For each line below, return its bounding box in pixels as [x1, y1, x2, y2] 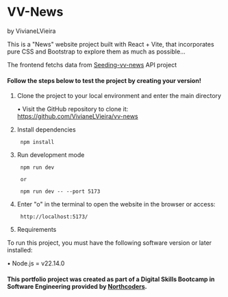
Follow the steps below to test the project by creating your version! [7, 76, 202, 84]
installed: [7, 246, 33, 254]
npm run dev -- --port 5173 [20, 188, 101, 195]
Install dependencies [16, 126, 77, 134]
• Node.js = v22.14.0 [7, 259, 65, 268]
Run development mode [16, 151, 85, 159]
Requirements [16, 226, 57, 234]
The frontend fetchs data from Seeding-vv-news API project [7, 60, 177, 69]
